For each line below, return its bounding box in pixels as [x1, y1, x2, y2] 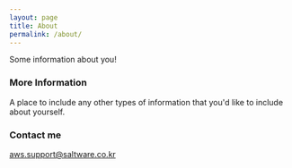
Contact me [9, 129, 62, 141]
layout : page [9, 13, 58, 22]
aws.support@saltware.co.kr [9, 148, 117, 159]
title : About [9, 21, 58, 30]
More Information [9, 77, 87, 89]
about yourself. [9, 106, 66, 117]
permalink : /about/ [9, 29, 83, 38]
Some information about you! [9, 55, 117, 65]
